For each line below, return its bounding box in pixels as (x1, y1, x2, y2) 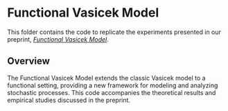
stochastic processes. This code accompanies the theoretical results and (7, 88, 216, 96)
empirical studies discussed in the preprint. (7, 96, 130, 104)
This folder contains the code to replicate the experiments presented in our (7, 28, 222, 36)
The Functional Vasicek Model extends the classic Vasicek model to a (7, 74, 206, 82)
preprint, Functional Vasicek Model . (7, 35, 109, 43)
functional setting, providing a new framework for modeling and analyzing (7, 81, 218, 89)
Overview (7, 55, 51, 67)
